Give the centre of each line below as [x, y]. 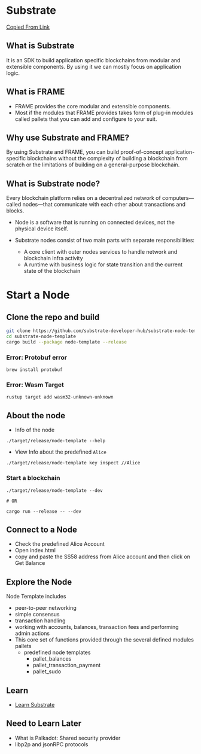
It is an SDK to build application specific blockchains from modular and [93, 60]
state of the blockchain [52, 271]
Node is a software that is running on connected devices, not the [95, 223]
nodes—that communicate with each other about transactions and [104, 205]
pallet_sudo [47, 671]
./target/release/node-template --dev [54, 490]
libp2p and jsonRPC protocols [51, 744]
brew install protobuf [34, 370]
